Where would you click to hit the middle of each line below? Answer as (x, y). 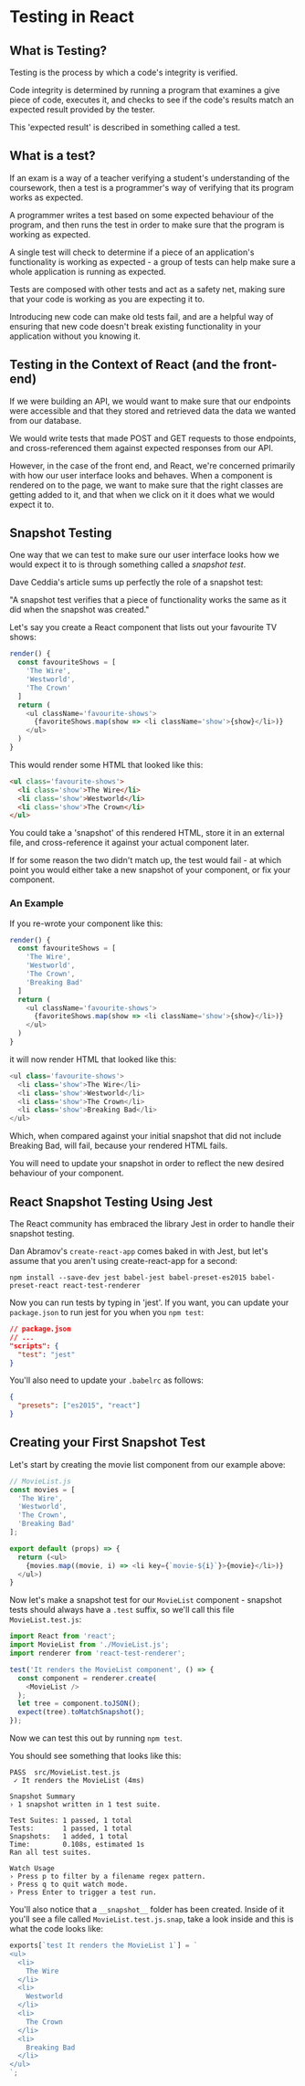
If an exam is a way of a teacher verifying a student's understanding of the (150, 178)
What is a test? (53, 156)
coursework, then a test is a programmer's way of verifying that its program (152, 187)
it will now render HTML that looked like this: (93, 1059)
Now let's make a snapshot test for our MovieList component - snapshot (146, 1600)
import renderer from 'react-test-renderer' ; (97, 1654)
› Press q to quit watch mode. (69, 1885)
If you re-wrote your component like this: (86, 923)
